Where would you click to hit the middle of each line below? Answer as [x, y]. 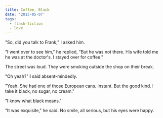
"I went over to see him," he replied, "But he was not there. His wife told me [82, 52]
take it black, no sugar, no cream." [40, 91]
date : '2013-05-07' [25, 14]
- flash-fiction [26, 24]
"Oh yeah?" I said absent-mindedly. [41, 76]
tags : [11, 19]
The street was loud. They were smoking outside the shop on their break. [80, 67]
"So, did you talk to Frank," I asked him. [45, 42]
